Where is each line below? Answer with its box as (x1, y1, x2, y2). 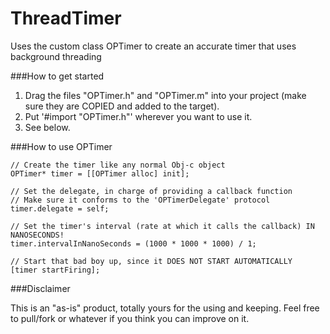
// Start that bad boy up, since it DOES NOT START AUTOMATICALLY (10, 256, 293, 266)
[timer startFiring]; (10, 265, 101, 275)
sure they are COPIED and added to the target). (24, 100, 220, 112)
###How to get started (10, 70, 105, 82)
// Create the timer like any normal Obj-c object (10, 160, 226, 170)
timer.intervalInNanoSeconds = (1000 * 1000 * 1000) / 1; (10, 238, 257, 249)
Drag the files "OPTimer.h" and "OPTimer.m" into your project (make (24, 89, 307, 101)
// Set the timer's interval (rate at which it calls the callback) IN (10, 221, 315, 231)
